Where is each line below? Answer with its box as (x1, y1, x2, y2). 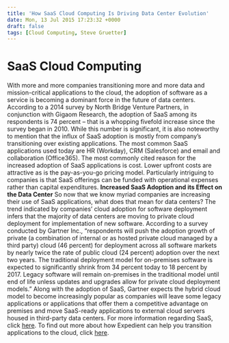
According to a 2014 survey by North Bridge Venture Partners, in (7, 103, 189, 112)
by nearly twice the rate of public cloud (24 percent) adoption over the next (7, 249, 220, 257)
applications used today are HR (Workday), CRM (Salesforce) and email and (7, 147, 221, 155)
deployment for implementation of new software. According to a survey (7, 220, 208, 228)
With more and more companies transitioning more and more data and (7, 81, 205, 90)
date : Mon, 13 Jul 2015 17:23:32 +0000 (7, 16, 121, 23)
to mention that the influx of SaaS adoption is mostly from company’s (7, 132, 202, 140)
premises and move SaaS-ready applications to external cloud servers (7, 307, 205, 315)
